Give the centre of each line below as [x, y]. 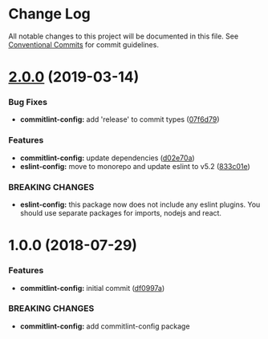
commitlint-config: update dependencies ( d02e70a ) [107, 158]
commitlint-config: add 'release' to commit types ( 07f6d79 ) [120, 119]
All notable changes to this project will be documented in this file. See [124, 36]
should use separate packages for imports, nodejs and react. [121, 213]
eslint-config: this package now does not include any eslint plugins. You [140, 204]
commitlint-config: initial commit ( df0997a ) [92, 288]
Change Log [49, 14]
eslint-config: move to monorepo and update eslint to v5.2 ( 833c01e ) [135, 166]
